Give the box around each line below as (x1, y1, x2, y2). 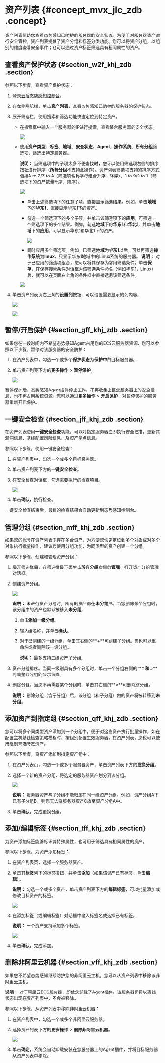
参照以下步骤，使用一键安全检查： (5, 446, 74, 452)
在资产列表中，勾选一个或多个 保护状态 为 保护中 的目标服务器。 (12, 356, 137, 362)
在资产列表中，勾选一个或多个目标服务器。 (12, 456, 99, 462)
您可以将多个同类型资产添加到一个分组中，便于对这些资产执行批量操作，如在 (5, 728, 160, 734)
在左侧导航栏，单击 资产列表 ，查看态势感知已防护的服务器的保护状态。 (12, 103, 155, 109)
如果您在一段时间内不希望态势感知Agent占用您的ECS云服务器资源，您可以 (5, 340, 155, 346)
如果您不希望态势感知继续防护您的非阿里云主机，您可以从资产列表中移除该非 (5, 972, 160, 978)
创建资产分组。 (12, 581, 43, 587)
